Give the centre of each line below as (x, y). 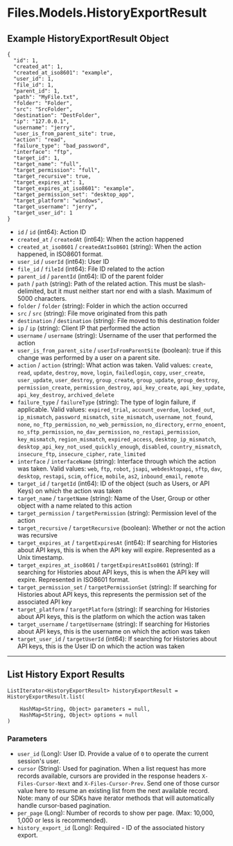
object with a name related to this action (75, 506)
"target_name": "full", (48, 164)
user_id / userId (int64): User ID (63, 261)
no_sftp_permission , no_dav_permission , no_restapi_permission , (109, 432)
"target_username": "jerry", (55, 207)
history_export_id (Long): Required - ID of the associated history (111, 828)
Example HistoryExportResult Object (88, 39)
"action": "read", (40, 140)
